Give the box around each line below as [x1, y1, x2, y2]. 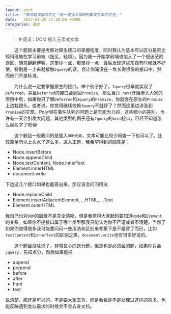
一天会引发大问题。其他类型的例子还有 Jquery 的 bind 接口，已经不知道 [14, 115, 158, 121]
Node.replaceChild [12, 192, 52, 198]
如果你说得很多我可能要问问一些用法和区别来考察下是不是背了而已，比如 [5, 225, 157, 232]
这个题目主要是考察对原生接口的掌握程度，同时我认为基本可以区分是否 [14, 47, 161, 54]
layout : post [5, 7, 33, 13]
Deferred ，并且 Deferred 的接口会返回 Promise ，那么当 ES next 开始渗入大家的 [5, 90, 163, 96]
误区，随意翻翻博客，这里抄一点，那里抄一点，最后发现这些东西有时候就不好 [5, 60, 166, 66]
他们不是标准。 [9, 72, 41, 79]
